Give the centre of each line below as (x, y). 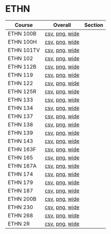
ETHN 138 (21, 124)
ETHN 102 (21, 58)
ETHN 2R (19, 223)
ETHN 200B (22, 199)
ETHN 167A (22, 166)
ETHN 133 (21, 100)
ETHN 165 (21, 157)
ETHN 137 (21, 116)
